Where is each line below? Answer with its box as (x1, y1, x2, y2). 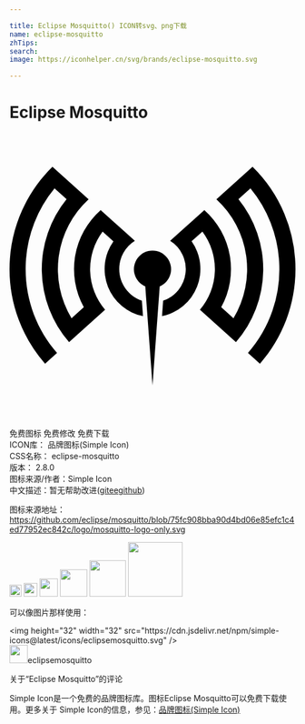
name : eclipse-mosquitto (9, 29, 103, 39)
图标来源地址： (9, 504, 65, 515)
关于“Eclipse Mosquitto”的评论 (9, 674, 123, 685)
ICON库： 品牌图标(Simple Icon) (9, 439, 130, 450)
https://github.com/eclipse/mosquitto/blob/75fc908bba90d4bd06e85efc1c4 (9, 515, 295, 526)
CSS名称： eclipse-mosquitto (9, 451, 120, 462)
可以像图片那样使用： (9, 607, 89, 618)
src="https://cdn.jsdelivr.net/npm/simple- (123, 625, 280, 637)
